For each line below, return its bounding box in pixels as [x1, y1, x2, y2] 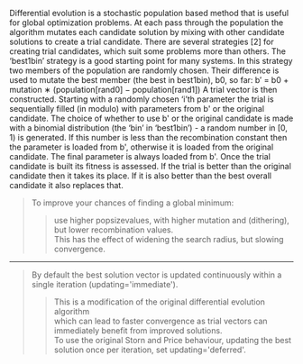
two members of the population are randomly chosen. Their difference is [9, 65, 280, 76]
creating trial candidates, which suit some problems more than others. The [9, 46, 287, 57]
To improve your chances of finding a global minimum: [31, 197, 234, 208]
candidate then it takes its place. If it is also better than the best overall [9, 170, 272, 181]
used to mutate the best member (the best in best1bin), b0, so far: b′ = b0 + [9, 75, 289, 85]
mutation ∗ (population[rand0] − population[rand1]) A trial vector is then [9, 85, 278, 95]
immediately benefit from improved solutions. [53, 325, 223, 336]
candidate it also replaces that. [9, 180, 124, 190]
